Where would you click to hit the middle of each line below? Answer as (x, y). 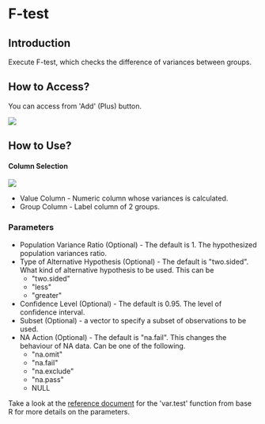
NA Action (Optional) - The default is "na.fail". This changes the (123, 337)
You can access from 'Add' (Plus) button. (75, 106)
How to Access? (49, 87)
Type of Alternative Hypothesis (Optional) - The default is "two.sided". (134, 262)
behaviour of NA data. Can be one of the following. (102, 346)
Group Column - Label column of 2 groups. (90, 207)
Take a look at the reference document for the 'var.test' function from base (130, 403)
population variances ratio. (63, 253)
